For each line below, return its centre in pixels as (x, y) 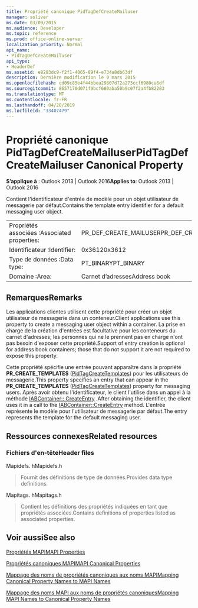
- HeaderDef (21, 67)
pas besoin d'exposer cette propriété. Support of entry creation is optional (96, 343)
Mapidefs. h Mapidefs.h (34, 465)
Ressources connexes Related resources (82, 436)
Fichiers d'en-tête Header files (50, 453)
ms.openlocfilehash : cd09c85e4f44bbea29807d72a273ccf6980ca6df (85, 83)
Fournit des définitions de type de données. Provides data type (96, 477)
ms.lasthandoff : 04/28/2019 (41, 105)
